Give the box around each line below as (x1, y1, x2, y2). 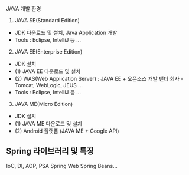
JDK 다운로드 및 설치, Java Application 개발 (14, 29, 118, 36)
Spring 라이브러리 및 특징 (6, 146, 94, 156)
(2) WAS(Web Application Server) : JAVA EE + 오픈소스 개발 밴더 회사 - (14, 75, 184, 82)
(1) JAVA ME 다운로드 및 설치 (14, 120, 83, 127)
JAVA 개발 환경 (6, 5, 41, 12)
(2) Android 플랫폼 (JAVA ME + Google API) (14, 127, 119, 134)
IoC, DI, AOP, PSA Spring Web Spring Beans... (6, 162, 118, 169)
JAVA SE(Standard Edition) (14, 17, 80, 24)
